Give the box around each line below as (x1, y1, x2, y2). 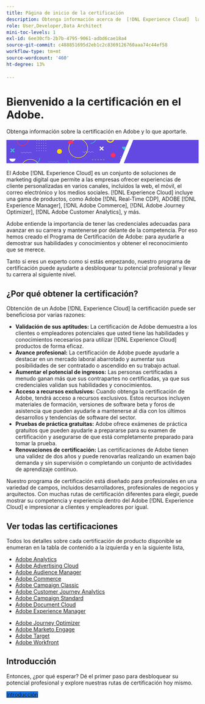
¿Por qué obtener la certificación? (6, 289, 138, 299)
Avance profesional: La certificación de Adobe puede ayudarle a (15, 349, 179, 356)
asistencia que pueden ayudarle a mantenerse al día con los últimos (15, 408, 186, 415)
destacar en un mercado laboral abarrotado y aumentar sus (15, 356, 165, 363)
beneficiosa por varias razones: (6, 311, 86, 318)
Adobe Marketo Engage (15, 625, 75, 633)
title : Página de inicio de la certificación (6, 10, 124, 16)
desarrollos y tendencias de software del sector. (15, 414, 137, 421)
